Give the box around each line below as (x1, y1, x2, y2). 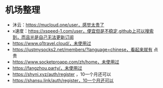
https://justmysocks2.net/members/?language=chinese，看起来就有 (12, 46, 153, 52)
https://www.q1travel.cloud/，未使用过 (12, 40, 91, 46)
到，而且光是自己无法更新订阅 (12, 34, 74, 40)
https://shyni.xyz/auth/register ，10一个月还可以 (12, 71, 111, 77)
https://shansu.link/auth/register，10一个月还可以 (12, 77, 114, 83)
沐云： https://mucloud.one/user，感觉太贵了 (12, 22, 105, 28)
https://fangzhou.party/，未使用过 (12, 65, 82, 71)
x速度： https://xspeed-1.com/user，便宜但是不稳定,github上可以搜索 (12, 28, 154, 34)
